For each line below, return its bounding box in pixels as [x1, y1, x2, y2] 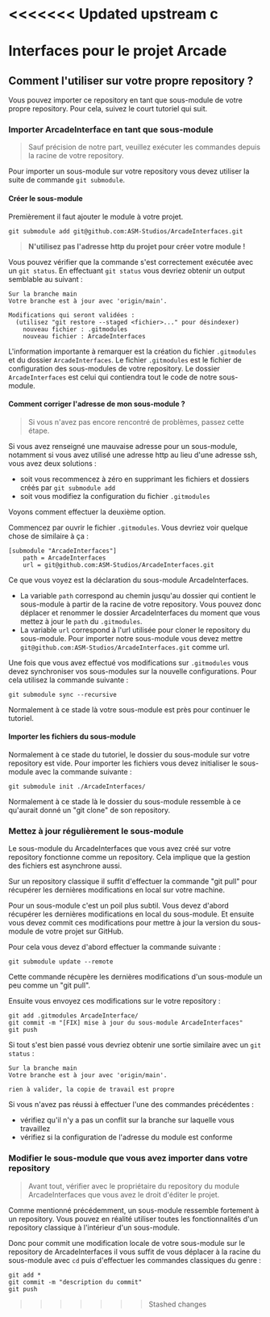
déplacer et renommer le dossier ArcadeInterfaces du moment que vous [19, 607, 260, 618]
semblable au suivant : [8, 274, 83, 283]
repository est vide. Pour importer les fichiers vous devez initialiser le [8, 758, 238, 768]
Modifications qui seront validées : [8, 311, 135, 319]
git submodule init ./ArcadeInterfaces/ [8, 782, 147, 791]
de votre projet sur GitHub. [35, 926, 124, 937]
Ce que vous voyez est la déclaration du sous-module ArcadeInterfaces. [8, 575, 249, 585]
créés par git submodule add [19, 482, 115, 493]
